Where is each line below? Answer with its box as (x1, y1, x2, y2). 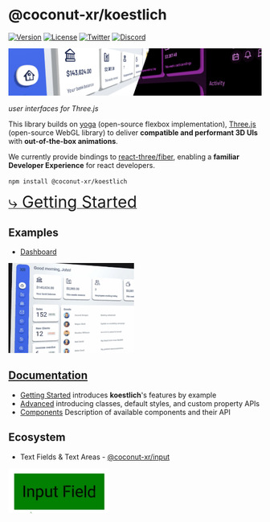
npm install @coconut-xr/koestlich (8, 177, 128, 186)
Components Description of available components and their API (19, 407, 231, 417)
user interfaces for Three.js (8, 103, 99, 113)
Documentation (8, 368, 88, 383)
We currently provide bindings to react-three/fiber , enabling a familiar (8, 151, 239, 162)
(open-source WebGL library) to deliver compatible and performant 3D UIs (8, 127, 259, 138)
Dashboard (19, 247, 58, 257)
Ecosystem (8, 430, 66, 444)
